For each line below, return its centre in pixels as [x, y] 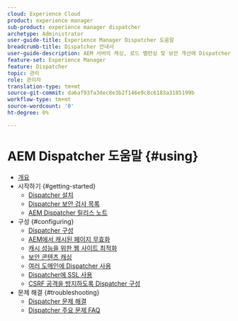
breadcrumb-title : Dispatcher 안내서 [61, 47]
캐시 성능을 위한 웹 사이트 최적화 [73, 248]
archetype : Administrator [45, 34]
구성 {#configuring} [46, 221]
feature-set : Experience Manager [57, 60]
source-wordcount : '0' [41, 106]
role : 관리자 [24, 80]
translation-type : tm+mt [44, 86]
